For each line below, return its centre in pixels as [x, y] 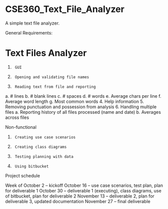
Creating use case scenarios [45, 137]
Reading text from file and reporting [55, 87]
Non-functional [21, 127]
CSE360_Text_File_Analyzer [65, 9]
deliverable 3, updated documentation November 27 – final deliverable [78, 201]
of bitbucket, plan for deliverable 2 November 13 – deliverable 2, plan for [80, 196]
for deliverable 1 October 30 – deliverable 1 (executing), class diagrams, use [83, 190]
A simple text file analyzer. [32, 23]
